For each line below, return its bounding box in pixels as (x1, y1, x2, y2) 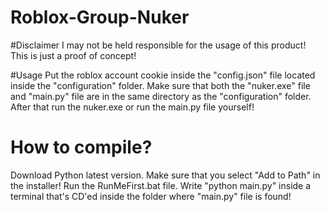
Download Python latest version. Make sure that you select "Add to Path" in (10, 169, 321, 181)
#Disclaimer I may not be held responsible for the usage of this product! (10, 39, 307, 51)
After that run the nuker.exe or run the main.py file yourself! (10, 101, 255, 113)
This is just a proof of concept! (10, 49, 137, 61)
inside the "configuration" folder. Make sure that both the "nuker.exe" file (10, 79, 311, 91)
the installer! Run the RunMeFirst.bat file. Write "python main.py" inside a (10, 179, 312, 191)
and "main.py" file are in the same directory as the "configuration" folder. (10, 90, 312, 102)
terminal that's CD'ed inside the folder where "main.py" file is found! (10, 190, 292, 202)
